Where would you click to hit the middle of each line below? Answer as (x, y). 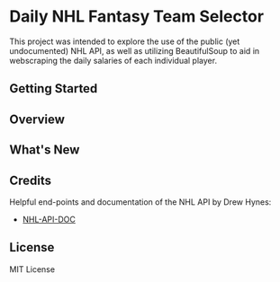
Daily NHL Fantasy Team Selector (136, 17)
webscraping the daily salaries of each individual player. (113, 60)
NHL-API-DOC (49, 219)
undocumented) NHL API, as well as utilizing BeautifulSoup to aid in (135, 50)
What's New (45, 150)
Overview (37, 119)
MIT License (32, 269)
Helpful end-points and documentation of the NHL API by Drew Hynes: (140, 202)
